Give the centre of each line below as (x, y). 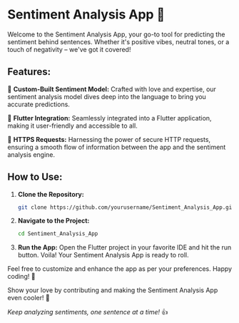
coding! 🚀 (21, 277)
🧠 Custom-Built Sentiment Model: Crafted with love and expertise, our (112, 89)
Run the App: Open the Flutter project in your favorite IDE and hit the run (124, 247)
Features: (29, 72)
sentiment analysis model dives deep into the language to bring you (107, 96)
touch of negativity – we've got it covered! (69, 49)
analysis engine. (31, 154)
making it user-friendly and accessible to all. (72, 125)
